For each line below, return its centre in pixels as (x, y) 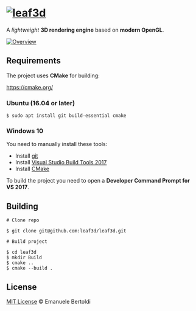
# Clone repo (23, 220)
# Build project (27, 242)
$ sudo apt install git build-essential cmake (66, 116)
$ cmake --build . (30, 268)
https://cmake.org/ (30, 87)
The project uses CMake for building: (53, 75)
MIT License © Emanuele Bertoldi (49, 301)
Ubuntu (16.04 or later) (40, 103)
